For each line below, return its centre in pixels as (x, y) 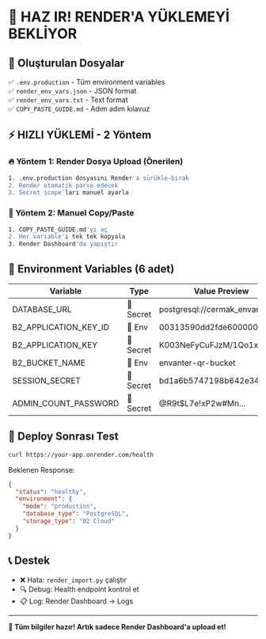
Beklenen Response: (42, 470)
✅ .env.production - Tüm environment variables (87, 82)
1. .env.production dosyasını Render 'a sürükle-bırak (99, 178)
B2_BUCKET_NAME (49, 363)
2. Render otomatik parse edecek (63, 185)
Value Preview (221, 291)
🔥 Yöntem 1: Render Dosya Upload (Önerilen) (96, 162)
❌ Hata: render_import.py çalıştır (73, 580)
